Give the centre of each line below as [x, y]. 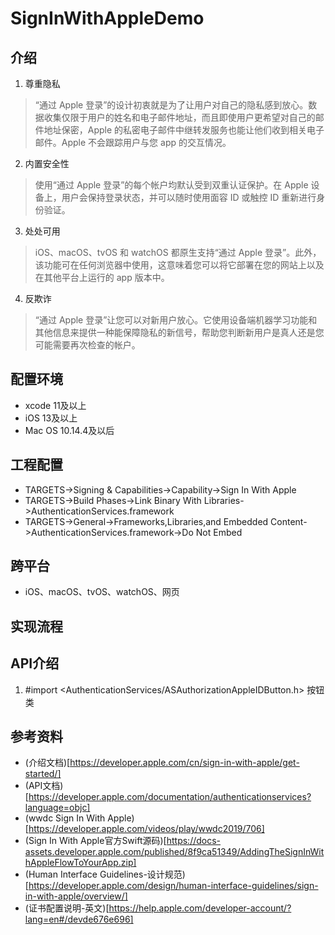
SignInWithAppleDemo [107, 18]
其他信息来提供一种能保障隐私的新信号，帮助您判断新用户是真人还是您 [179, 332]
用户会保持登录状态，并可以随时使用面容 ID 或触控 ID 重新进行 [189, 197]
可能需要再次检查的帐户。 [87, 345]
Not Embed [219, 532]
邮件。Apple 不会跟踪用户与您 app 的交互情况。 [133, 142]
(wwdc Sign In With [65, 818]
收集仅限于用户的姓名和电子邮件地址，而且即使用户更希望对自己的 [179, 117]
